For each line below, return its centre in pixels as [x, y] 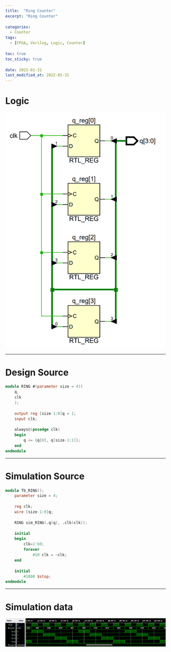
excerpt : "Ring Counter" [32, 16]
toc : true [16, 53]
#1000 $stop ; [37, 576]
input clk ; [26, 419]
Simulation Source [45, 476]
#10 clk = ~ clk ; [50, 555]
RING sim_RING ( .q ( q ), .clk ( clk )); [51, 523]
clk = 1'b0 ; [34, 544]
